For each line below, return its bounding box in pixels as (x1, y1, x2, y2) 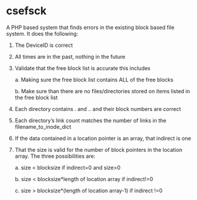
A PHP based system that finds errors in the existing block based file (6, 24, 174, 31)
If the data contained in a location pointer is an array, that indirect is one (14, 135, 192, 142)
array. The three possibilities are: (14, 153, 96, 160)
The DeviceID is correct (14, 42, 73, 49)
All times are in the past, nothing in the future (14, 53, 126, 60)
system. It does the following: (6, 30, 79, 37)
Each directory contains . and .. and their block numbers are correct (14, 105, 182, 112)
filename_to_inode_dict (14, 123, 71, 130)
